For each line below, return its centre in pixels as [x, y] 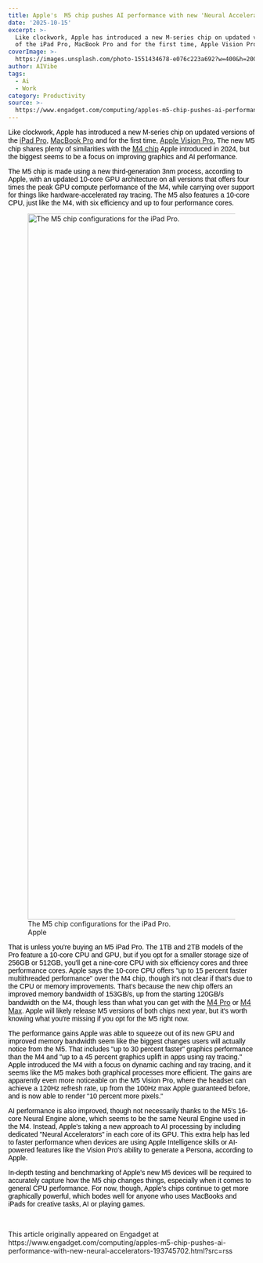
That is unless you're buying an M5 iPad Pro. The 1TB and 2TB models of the [126, 947]
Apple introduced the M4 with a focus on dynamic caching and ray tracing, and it [130, 1065]
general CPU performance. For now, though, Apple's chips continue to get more [128, 1188]
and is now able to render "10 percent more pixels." [86, 1096]
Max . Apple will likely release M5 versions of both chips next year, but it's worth [128, 1010]
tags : [17, 74]
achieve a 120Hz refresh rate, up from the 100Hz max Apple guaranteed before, [129, 1088]
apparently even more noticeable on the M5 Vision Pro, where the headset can [127, 1081]
